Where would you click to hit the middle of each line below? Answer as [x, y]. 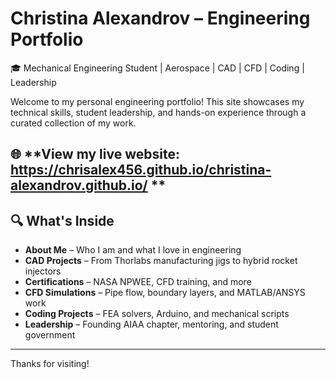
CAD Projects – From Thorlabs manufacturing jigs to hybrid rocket [161, 261]
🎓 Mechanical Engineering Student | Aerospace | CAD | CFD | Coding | [157, 68]
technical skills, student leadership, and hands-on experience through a [158, 112]
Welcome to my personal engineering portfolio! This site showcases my [157, 101]
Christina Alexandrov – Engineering [160, 18]
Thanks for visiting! [50, 364]
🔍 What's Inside [62, 220]
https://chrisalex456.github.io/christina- [141, 170]
